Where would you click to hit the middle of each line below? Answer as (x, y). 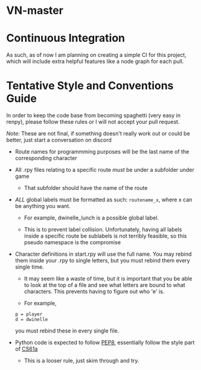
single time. (29, 267)
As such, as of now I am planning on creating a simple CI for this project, (97, 55)
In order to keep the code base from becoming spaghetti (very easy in (94, 115)
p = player (29, 314)
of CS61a (26, 349)
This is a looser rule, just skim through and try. (81, 361)
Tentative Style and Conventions (90, 86)
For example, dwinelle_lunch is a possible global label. (91, 218)
